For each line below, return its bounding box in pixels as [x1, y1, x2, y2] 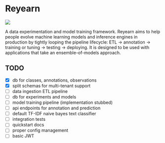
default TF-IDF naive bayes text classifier [12, 111, 96, 117]
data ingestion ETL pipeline [12, 88, 68, 94]
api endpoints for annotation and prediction [12, 105, 101, 111]
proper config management [12, 127, 68, 134]
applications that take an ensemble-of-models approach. [5, 49, 121, 55]
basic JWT [12, 133, 35, 139]
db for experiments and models [12, 94, 77, 99]
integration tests [12, 116, 46, 122]
